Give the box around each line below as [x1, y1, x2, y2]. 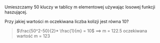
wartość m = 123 [16, 33, 51, 39]
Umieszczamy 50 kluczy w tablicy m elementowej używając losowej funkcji [4, 4, 156, 10]
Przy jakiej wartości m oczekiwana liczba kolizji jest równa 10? [4, 19, 129, 24]
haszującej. [4, 9, 28, 15]
